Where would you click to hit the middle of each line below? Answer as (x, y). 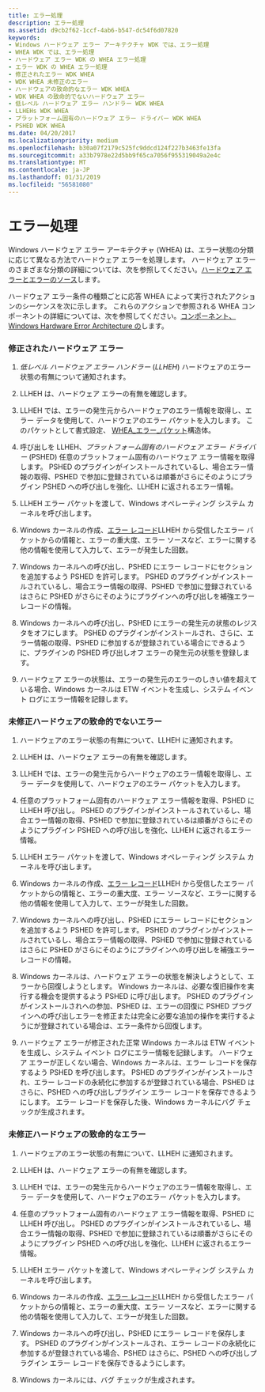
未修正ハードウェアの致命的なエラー (77, 1134)
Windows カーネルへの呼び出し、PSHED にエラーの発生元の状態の (128, 622)
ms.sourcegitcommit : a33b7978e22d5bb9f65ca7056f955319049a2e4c (115, 155)
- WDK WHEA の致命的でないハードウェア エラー (77, 96)
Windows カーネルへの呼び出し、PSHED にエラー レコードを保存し (129, 1333)
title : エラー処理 (36, 15)
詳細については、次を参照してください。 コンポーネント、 (143, 316)
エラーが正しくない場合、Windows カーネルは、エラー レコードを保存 (143, 1063)
